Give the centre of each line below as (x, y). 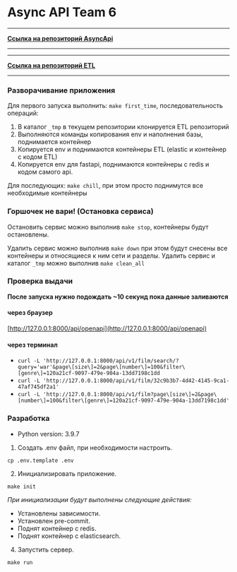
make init (22, 487)
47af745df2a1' (38, 387)
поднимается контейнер (54, 142)
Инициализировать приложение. (67, 473)
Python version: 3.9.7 (48, 434)
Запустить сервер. (45, 549)
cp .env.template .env (41, 460)
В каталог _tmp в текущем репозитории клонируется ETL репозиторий (123, 127)
